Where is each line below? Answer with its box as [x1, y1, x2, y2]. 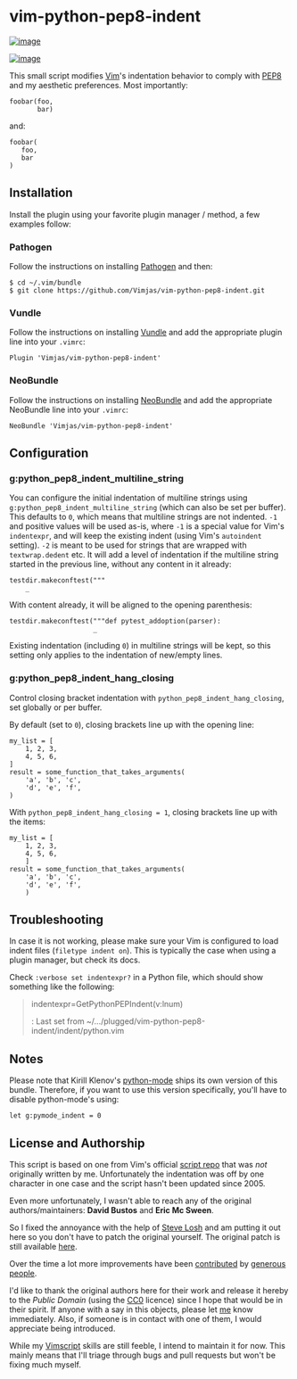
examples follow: [9, 219, 71, 229]
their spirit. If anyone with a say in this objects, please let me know [9, 1304, 253, 1315]
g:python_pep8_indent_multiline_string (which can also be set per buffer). [9, 502, 286, 513]
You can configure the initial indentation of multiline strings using [9, 492, 248, 503]
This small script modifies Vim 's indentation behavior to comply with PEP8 [9, 70, 283, 81]
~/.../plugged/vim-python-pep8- [86, 1016, 206, 1027]
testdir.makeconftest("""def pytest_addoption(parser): [9, 617, 221, 626]
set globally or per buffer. [9, 702, 103, 713]
